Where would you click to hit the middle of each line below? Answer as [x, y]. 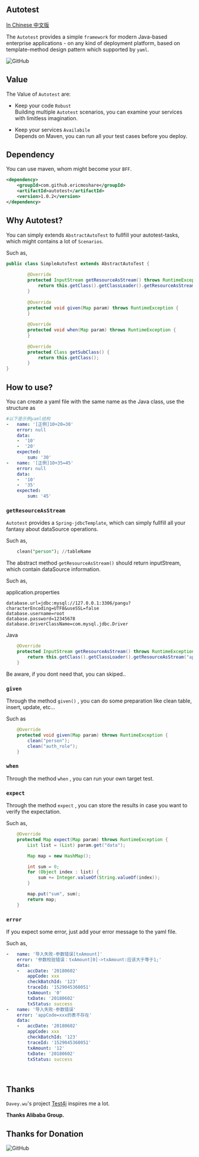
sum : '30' [39, 457]
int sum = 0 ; [44, 867]
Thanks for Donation [45, 1134]
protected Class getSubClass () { [69, 352]
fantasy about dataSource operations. [52, 529]
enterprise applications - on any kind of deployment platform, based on [93, 43]
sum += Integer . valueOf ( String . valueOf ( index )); [99, 878]
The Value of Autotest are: [38, 94]
